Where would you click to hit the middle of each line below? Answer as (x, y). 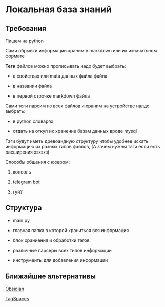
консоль (22, 172)
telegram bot (26, 182)
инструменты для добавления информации (60, 260)
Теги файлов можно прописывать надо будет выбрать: (66, 66)
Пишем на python (25, 41)
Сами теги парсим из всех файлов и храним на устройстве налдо (77, 106)
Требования (26, 28)
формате (15, 56)
